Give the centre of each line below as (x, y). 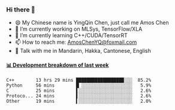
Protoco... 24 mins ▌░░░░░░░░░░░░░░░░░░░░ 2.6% (79, 96)
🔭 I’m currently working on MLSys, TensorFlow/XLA (79, 29)
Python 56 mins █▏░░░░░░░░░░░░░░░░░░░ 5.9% (79, 85)
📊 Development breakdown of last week (58, 65)
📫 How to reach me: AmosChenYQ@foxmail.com (76, 42)
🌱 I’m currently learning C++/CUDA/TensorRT (71, 35)
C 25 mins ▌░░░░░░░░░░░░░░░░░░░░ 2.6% (79, 90)
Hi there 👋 (21, 10)
